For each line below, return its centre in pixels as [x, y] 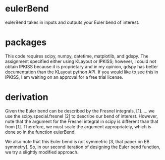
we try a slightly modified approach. [42, 152]
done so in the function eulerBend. [40, 132]
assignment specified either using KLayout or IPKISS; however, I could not [81, 61]
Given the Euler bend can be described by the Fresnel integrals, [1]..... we [80, 111]
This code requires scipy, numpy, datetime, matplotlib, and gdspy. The [77, 56]
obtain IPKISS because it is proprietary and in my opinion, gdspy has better [82, 66]
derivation [27, 97]
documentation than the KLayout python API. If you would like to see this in [82, 72]
